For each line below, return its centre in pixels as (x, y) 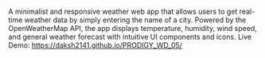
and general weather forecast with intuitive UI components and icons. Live (130, 37)
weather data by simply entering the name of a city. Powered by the (135, 20)
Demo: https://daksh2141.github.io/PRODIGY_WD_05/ (95, 45)
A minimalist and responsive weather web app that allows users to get (123, 12)
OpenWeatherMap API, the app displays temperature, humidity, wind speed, (132, 28)
